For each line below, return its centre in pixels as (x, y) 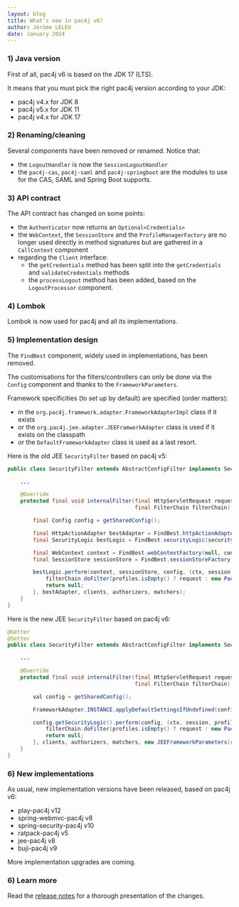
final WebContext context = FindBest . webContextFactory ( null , (127, 553)
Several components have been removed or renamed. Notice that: (104, 151)
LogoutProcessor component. (71, 288)
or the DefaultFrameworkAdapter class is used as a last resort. (107, 442)
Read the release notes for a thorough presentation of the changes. (106, 896)
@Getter (19, 632)
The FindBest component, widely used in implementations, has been (107, 355)
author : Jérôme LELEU (39, 27)
